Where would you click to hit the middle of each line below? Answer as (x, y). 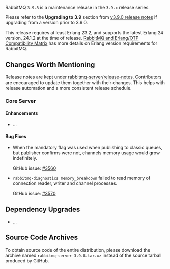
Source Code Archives (42, 238)
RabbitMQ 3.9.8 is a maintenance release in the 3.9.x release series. (78, 7)
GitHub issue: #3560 (34, 168)
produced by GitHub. (27, 261)
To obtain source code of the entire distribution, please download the (78, 250)
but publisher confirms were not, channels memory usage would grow (86, 153)
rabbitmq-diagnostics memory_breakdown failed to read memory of (81, 178)
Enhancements (22, 113)
